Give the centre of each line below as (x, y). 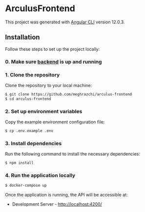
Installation (22, 37)
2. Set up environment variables (44, 111)
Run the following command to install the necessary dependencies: (73, 154)
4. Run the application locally (40, 175)
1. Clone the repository (32, 75)
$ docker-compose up (26, 186)
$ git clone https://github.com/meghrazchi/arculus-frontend (69, 94)
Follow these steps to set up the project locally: (52, 49)
